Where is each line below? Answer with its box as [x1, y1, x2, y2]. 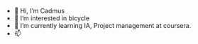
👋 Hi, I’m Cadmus [13, 7, 65, 15]
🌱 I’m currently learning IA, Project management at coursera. [13, 22, 192, 29]
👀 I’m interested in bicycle [13, 14, 90, 22]
